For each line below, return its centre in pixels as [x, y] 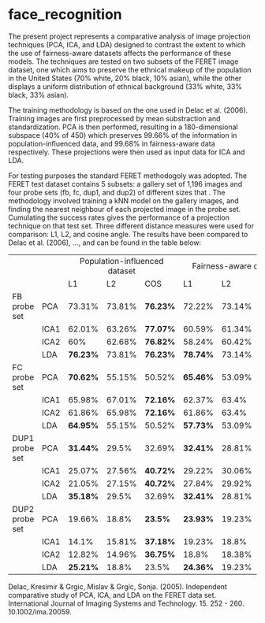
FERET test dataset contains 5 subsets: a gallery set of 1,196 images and [125, 184]
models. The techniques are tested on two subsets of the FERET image [123, 61]
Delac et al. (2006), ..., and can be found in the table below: [105, 243]
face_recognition [65, 15]
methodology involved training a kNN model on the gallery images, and [123, 200]
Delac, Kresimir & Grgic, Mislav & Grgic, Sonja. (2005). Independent [118, 586]
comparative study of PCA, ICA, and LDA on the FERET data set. [112, 595]
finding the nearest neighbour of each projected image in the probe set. [125, 209]
